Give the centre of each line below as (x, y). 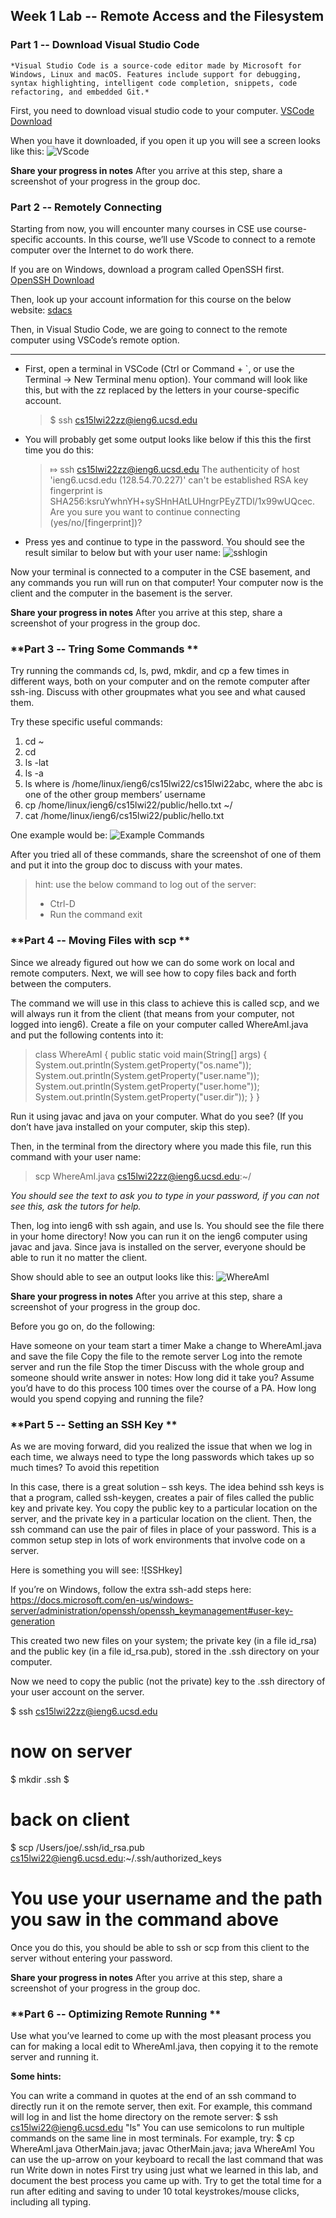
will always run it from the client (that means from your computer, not (152, 1013)
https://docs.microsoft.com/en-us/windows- (102, 1600)
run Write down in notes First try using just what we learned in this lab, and (164, 2170)
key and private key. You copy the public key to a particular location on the (164, 1508)
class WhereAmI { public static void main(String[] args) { (151, 1054)
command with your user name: (76, 1156)
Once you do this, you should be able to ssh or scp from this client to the (160, 1947)
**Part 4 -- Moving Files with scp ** (100, 941)
